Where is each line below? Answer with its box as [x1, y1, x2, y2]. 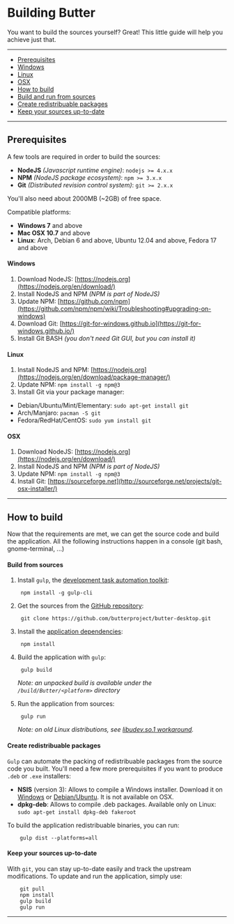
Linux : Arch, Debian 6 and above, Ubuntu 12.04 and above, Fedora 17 [17, 236, 217, 245]
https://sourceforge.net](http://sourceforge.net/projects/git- [49, 477, 222, 486]
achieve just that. [7, 35, 57, 43]
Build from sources [7, 560, 64, 569]
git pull [19, 885, 45, 893]
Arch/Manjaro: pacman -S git [17, 409, 101, 417]
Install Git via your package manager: [17, 388, 125, 396]
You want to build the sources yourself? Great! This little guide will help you [7, 28, 224, 36]
